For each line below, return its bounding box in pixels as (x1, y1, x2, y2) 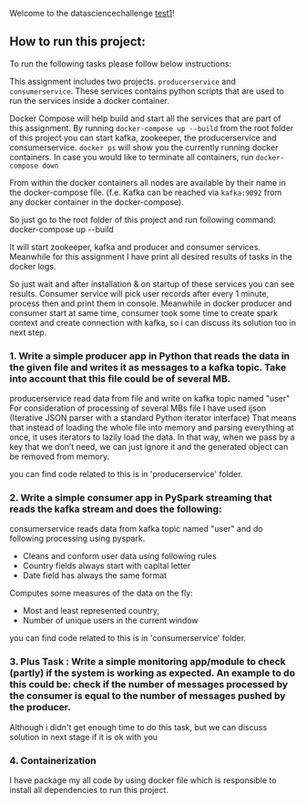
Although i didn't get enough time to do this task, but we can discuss (9, 721, 268, 732)
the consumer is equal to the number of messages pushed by (9, 689, 286, 702)
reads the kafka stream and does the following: (9, 503, 222, 515)
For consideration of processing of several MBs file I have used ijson (9, 402, 267, 413)
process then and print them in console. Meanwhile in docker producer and (9, 298, 292, 309)
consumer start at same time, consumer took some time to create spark (9, 307, 279, 318)
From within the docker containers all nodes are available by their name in (9, 177, 287, 188)
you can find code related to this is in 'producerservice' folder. (9, 469, 243, 480)
